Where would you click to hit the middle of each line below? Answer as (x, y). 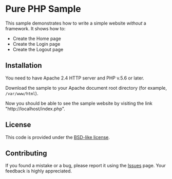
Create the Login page (36, 44)
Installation (24, 65)
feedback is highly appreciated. (39, 171)
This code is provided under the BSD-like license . (58, 137)
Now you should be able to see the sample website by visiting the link (79, 103)
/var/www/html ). (22, 93)
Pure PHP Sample (43, 9)
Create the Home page (37, 38)
